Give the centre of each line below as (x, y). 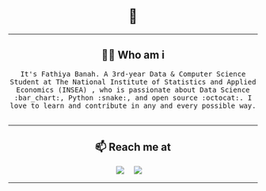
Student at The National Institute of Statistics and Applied (133, 82)
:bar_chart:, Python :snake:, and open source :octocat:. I (133, 97)
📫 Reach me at (133, 147)
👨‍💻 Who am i (133, 55)
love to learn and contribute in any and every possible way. (133, 105)
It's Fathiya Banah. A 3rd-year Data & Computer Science (133, 74)
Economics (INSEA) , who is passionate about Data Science (133, 90)
